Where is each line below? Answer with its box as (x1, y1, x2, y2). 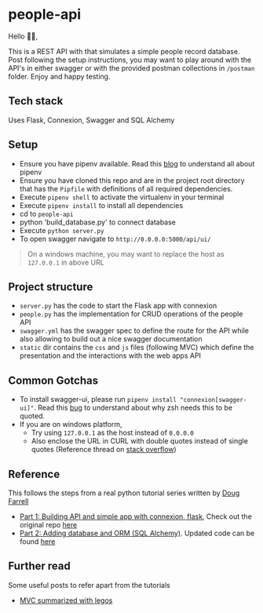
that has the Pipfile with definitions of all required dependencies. (19, 184, 233, 193)
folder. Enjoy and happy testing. (8, 71, 111, 81)
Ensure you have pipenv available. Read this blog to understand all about (19, 159, 255, 168)
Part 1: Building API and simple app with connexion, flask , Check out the (19, 512, 253, 521)
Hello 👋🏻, (8, 31, 38, 41)
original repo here (19, 520, 78, 529)
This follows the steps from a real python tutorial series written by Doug (8, 488, 240, 498)
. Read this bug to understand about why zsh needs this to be (34, 403, 233, 413)
